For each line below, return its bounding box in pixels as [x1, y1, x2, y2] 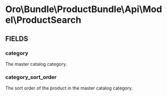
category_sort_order [5, 73, 57, 80]
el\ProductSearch [5, 14, 82, 26]
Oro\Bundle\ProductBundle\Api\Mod [5, 4, 162, 15]
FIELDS [5, 34, 28, 43]
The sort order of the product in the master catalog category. [5, 85, 133, 91]
